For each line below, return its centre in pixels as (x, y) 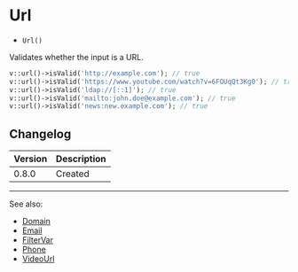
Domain (36, 221)
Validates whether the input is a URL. (76, 57)
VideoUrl (38, 259)
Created (73, 174)
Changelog (40, 134)
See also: (26, 204)
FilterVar (38, 240)
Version (31, 159)
